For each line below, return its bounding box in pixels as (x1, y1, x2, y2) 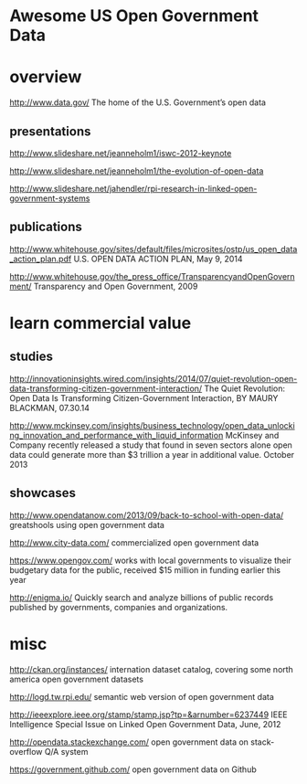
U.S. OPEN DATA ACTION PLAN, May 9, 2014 (73, 253, 244, 264)
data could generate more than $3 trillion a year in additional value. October (9, 449, 295, 460)
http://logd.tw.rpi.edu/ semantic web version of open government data (9, 691, 274, 702)
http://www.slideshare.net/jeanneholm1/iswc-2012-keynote (9, 147, 232, 158)
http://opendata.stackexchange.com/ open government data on (9, 736, 249, 747)
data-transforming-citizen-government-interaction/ (9, 383, 203, 394)
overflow (9, 746, 43, 757)
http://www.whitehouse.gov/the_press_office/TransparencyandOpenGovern (9, 270, 295, 281)
